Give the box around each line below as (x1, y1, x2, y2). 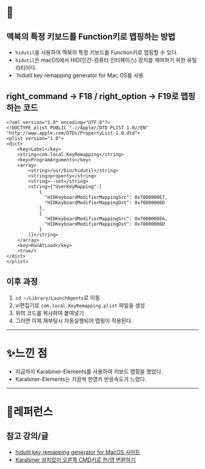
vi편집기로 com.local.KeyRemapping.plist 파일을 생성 (15, 301, 145, 309)
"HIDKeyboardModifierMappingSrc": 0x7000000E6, (45, 215, 168, 222)
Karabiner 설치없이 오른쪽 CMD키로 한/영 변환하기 (15, 456, 136, 463)
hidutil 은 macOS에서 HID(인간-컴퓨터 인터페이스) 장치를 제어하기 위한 (15, 56, 186, 64)
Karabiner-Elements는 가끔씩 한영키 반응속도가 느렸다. (15, 375, 147, 383)
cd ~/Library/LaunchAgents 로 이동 (15, 294, 101, 301)
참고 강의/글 (6, 431, 49, 441)
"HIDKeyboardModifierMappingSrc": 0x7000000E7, (45, 194, 168, 201)
